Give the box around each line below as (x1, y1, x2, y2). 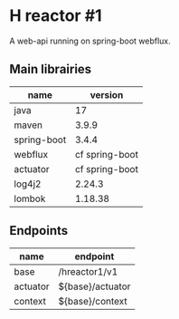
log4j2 (14, 178, 42, 190)
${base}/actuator (58, 280, 131, 293)
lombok (14, 192, 46, 205)
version (89, 88, 124, 101)
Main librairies (9, 62, 92, 77)
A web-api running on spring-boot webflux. (9, 35, 172, 46)
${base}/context (58, 295, 128, 307)
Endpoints (9, 223, 69, 238)
